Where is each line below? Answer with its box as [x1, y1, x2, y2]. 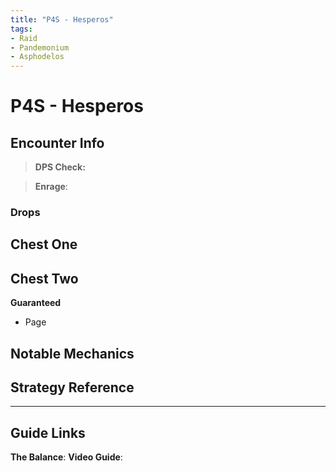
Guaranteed [10, 297, 62, 309]
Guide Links [10, 424, 86, 441]
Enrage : [34, 181, 68, 193]
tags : [10, 24, 33, 34]
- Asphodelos [10, 52, 65, 62]
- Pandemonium [10, 42, 70, 53]
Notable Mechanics [10, 345, 135, 362]
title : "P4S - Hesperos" [10, 14, 114, 25]
